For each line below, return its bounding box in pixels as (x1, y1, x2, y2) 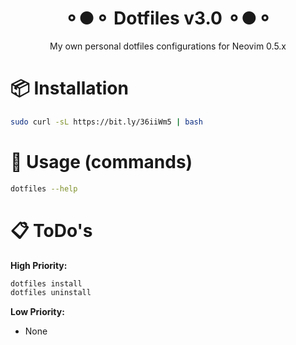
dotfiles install (10, 278, 83, 289)
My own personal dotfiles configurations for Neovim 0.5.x (49, 40, 287, 52)
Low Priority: (10, 306, 65, 318)
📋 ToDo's (10, 219, 93, 242)
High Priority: (10, 259, 68, 271)
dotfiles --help (10, 183, 78, 194)
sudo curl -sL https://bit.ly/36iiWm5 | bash (10, 117, 203, 127)
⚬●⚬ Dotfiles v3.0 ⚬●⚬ (63, 7, 273, 30)
